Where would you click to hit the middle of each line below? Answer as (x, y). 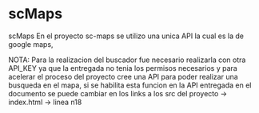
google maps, (31, 44)
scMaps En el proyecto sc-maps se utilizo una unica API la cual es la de (126, 36)
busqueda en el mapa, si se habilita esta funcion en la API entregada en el (130, 85)
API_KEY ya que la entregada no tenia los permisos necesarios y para (123, 68)
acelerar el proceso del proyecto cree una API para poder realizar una (123, 76)
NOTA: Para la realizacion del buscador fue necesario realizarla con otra (127, 60)
